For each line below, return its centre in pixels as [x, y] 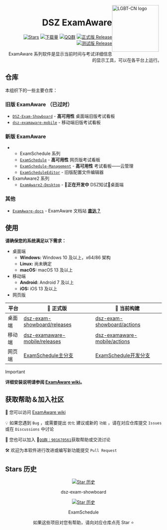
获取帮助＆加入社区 [35, 399]
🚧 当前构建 [127, 308]
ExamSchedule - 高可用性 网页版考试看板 [60, 160]
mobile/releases [42, 342]
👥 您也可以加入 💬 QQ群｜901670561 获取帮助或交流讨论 [58, 440]
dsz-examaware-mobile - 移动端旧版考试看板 [56, 123]
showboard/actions [118, 325]
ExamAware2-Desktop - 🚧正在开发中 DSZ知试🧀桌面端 [72, 185]
